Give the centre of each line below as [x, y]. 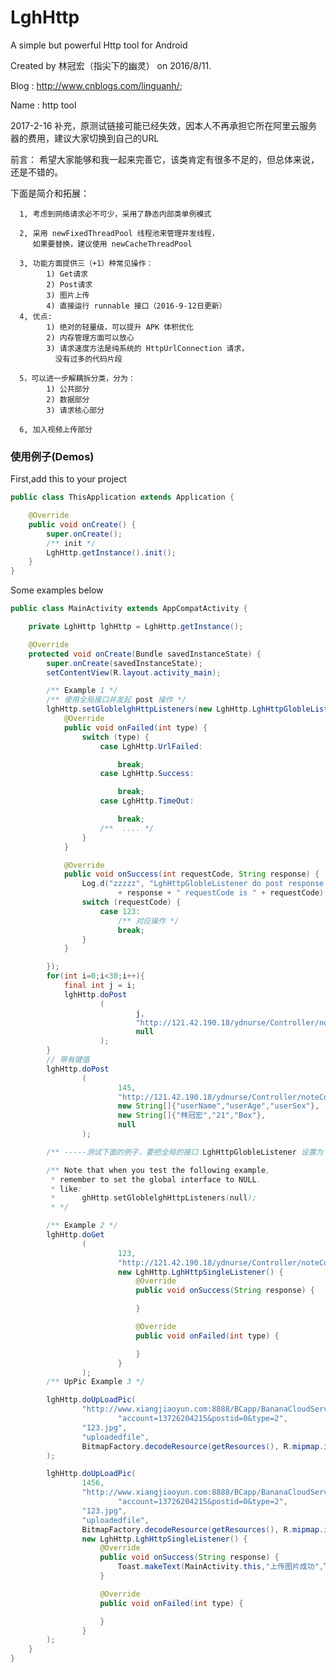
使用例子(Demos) [52, 456]
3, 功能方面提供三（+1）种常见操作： [86, 263]
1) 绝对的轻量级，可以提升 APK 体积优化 [120, 327]
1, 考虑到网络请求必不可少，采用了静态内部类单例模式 [115, 214]
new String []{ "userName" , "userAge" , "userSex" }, [218, 1106]
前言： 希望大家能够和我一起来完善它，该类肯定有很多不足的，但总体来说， [165, 159]
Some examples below [57, 590]
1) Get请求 [67, 274]
